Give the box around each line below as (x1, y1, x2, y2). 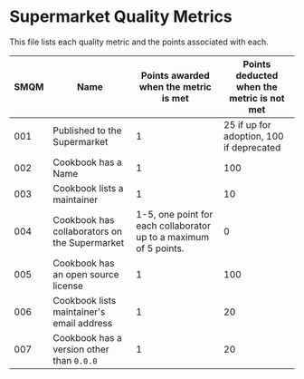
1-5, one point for (135, 208, 214, 220)
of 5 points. (135, 242, 185, 255)
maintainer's (52, 306, 106, 318)
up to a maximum (135, 230, 210, 243)
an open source (52, 267, 119, 280)
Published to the (52, 124, 122, 137)
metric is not (229, 92, 285, 104)
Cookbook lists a (52, 181, 124, 194)
